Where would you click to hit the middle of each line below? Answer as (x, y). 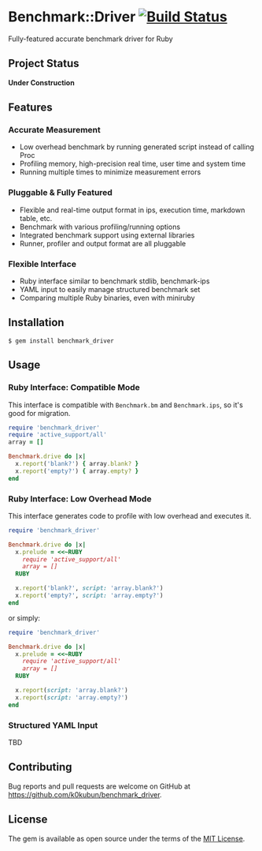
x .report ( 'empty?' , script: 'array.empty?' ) (89, 596)
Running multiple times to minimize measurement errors (110, 172)
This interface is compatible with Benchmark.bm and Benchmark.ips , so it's (126, 405)
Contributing (40, 767)
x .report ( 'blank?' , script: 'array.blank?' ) (89, 588)
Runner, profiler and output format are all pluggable (103, 243)
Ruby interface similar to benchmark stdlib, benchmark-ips (114, 281)
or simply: (24, 618)
